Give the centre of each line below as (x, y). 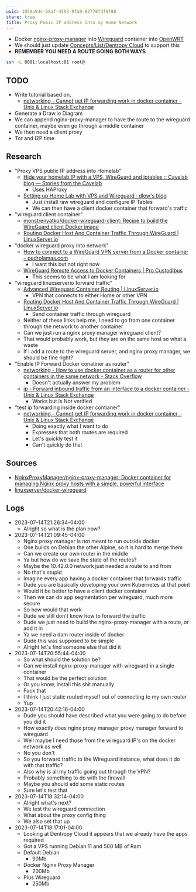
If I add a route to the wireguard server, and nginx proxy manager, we (107, 351)
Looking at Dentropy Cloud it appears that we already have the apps (106, 833)
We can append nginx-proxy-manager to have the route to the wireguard (102, 120)
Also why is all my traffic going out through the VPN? (87, 771)
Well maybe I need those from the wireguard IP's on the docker (99, 740)
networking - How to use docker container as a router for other (99, 370)
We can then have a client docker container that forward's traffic (110, 208)
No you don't (39, 753)
